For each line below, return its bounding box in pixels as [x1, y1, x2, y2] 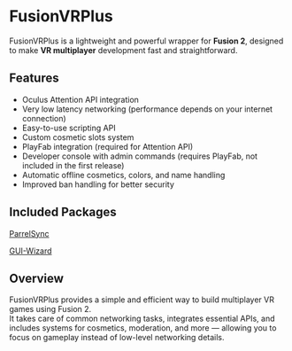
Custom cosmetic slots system [21, 131, 134, 143]
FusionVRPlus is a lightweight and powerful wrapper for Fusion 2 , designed [9, 35, 284, 46]
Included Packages [9, 205, 117, 220]
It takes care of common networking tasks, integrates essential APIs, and [9, 313, 276, 324]
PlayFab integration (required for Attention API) [21, 141, 194, 152]
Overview [9, 270, 65, 285]
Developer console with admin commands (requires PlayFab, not [21, 151, 258, 161]
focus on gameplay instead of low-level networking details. [9, 332, 225, 343]
